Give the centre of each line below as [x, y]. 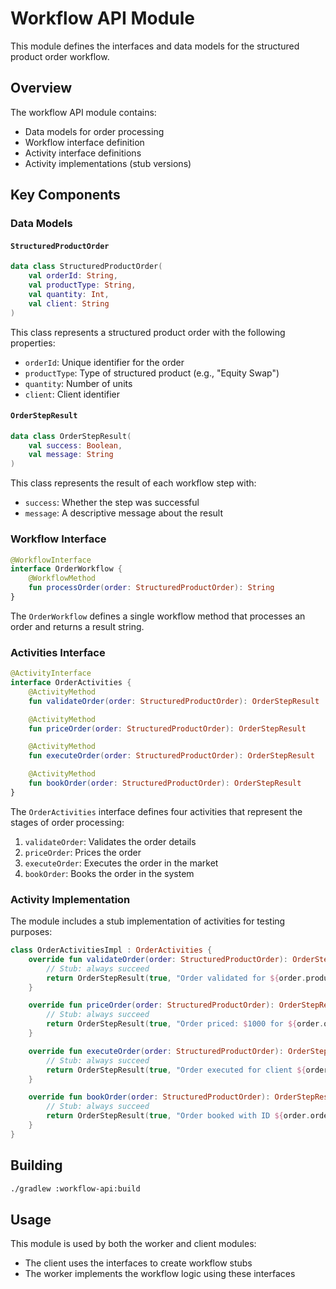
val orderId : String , [73, 276]
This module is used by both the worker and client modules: [133, 1244]
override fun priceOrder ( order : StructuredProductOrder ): [151, 1005]
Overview [41, 88]
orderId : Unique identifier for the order [104, 362]
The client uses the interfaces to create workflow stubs [138, 1263]
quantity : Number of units [78, 383]
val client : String [69, 303]
